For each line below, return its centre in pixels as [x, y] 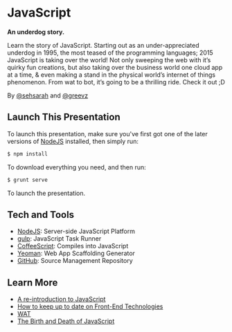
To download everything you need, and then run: [77, 167]
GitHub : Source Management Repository [75, 261]
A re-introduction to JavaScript [61, 299]
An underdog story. [36, 32]
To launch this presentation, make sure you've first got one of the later [107, 133]
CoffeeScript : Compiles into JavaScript [73, 246]
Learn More [33, 283]
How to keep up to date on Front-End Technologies [90, 306]
